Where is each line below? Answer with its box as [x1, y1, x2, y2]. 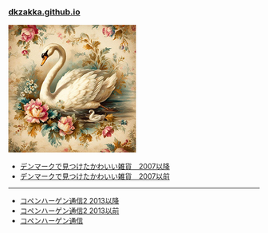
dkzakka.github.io [8, 6, 81, 18]
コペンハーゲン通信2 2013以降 [19, 196, 120, 206]
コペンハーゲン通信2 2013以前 [19, 206, 120, 215]
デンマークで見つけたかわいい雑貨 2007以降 [19, 162, 170, 172]
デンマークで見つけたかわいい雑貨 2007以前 [19, 172, 170, 181]
